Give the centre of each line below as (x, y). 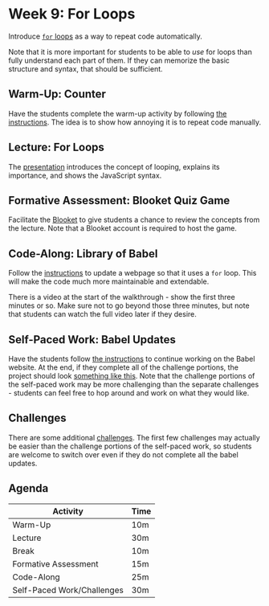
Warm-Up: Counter (57, 94)
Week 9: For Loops (72, 14)
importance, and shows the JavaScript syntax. (85, 175)
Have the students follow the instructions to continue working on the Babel (132, 359)
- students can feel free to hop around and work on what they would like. (129, 393)
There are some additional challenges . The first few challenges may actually (134, 437)
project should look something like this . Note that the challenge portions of (132, 376)
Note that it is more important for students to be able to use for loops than (130, 51)
